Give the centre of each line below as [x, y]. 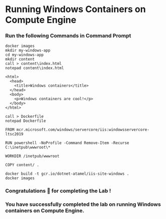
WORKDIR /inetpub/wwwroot [32, 156]
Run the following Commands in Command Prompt [68, 36]
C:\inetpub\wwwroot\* [28, 148]
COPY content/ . [22, 165]
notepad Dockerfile [26, 121]
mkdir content [20, 59]
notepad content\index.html [35, 68]
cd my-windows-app [24, 55]
